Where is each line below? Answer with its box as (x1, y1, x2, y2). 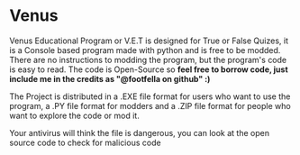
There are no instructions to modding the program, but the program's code (9, 54, 287, 65)
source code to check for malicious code (9, 137, 161, 148)
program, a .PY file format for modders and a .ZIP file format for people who (9, 100, 291, 111)
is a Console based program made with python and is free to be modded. (9, 44, 281, 55)
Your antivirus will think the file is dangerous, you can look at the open (9, 127, 270, 138)
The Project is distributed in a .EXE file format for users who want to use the (9, 91, 291, 102)
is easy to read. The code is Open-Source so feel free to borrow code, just (9, 64, 288, 75)
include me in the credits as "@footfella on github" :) (9, 73, 211, 84)
